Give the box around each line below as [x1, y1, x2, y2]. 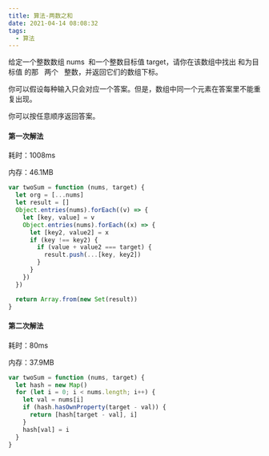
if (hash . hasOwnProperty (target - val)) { [22, 403, 167, 412]
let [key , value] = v [22, 214, 94, 222]
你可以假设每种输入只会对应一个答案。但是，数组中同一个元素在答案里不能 [8, 84, 254, 94]
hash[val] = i [22, 425, 70, 434]
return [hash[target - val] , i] [29, 411, 138, 419]
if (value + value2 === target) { [37, 243, 152, 251]
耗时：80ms [8, 340, 49, 350]
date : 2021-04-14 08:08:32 [8, 19, 98, 27]
